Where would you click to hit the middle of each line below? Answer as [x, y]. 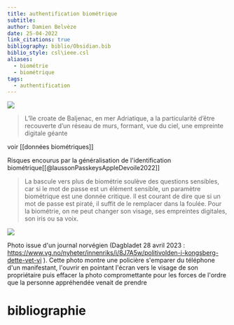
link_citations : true [39, 40]
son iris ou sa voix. [51, 219]
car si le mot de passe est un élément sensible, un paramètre [112, 189]
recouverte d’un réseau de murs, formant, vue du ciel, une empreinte [124, 126]
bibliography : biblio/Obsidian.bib [59, 46]
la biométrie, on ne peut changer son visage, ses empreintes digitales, [126, 212]
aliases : [20, 60]
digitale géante [46, 133]
